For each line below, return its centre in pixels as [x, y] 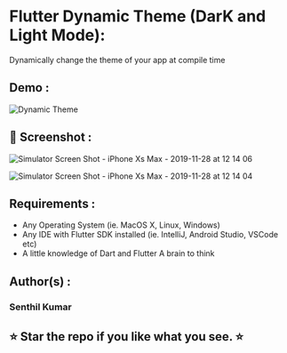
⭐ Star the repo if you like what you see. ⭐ [127, 337]
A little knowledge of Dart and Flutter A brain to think [118, 253]
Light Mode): [57, 35]
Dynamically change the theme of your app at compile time [117, 60]
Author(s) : [40, 281]
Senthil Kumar [41, 307]
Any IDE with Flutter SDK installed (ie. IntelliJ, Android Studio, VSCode [150, 235]
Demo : [29, 88]
